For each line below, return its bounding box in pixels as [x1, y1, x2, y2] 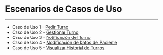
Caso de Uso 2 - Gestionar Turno [12, 29, 79, 35]
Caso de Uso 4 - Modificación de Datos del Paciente [12, 39, 117, 45]
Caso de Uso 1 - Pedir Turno [12, 24, 69, 30]
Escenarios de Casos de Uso [5, 3, 122, 15]
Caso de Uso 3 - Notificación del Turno [12, 34, 91, 40]
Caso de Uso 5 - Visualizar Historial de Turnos [12, 45, 105, 51]
